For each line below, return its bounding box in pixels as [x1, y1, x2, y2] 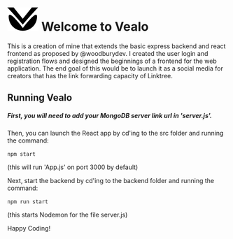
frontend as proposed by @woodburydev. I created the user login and [7, 49, 209, 57]
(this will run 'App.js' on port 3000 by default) [7, 163, 139, 171]
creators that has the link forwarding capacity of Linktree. [7, 71, 173, 80]
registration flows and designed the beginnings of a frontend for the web [7, 57, 217, 65]
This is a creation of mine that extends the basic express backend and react [7, 42, 226, 50]
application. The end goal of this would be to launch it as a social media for [7, 64, 224, 73]
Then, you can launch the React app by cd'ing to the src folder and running [7, 129, 224, 138]
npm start [7, 151, 36, 158]
